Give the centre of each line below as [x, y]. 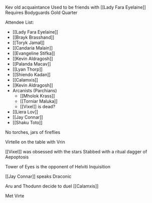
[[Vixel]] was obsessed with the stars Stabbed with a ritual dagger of [76, 152]
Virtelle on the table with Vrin [35, 142]
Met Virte [15, 196]
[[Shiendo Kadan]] [32, 74]
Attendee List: [20, 22]
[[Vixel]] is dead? [38, 107]
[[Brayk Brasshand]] [33, 37]
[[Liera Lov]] [25, 112]
